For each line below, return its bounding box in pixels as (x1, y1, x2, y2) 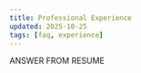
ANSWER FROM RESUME (9, 56, 105, 67)
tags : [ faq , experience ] (9, 30, 104, 39)
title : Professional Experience (9, 13, 132, 23)
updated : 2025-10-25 (9, 22, 88, 31)
